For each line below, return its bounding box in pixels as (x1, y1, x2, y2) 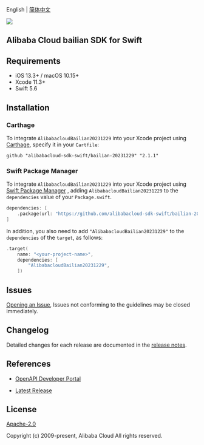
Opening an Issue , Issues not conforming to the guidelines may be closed (6, 301, 190, 308)
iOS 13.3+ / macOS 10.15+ (15, 72, 80, 80)
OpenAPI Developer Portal (15, 375, 81, 382)
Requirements (6, 56, 61, 66)
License (6, 404, 37, 415)
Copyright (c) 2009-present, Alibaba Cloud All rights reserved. (6, 432, 163, 440)
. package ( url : (17, 211, 53, 217)
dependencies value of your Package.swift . (6, 194, 112, 201)
